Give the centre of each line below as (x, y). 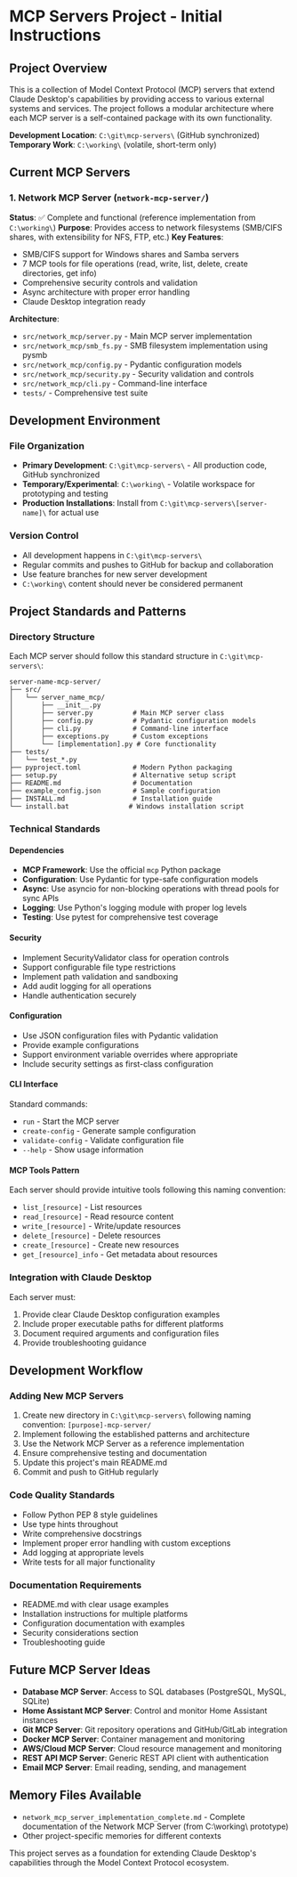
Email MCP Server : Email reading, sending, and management (134, 1767)
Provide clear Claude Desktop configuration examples (121, 1314)
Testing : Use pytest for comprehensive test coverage (120, 917)
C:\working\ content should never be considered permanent (132, 583)
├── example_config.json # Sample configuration (115, 791)
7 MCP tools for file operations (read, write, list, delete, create (135, 264)
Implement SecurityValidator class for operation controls (125, 957)
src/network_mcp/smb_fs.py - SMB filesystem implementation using (145, 345)
